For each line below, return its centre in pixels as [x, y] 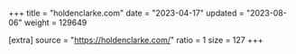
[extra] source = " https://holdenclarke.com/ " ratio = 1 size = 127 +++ [136, 40]
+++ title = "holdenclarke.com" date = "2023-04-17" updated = [126, 13]
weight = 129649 [55, 22]
